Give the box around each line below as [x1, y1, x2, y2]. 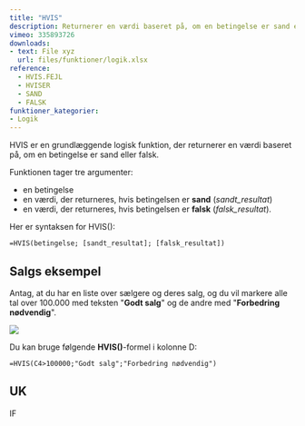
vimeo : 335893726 [9, 30, 75, 39]
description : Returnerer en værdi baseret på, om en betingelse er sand [9, 22, 290, 31]
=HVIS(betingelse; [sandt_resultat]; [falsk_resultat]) [9, 239, 225, 248]
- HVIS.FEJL [17, 73, 64, 82]
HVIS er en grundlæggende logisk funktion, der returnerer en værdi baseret [9, 140, 292, 151]
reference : [9, 64, 51, 74]
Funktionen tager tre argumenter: [9, 167, 133, 178]
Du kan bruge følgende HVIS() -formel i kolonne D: [9, 342, 198, 352]
